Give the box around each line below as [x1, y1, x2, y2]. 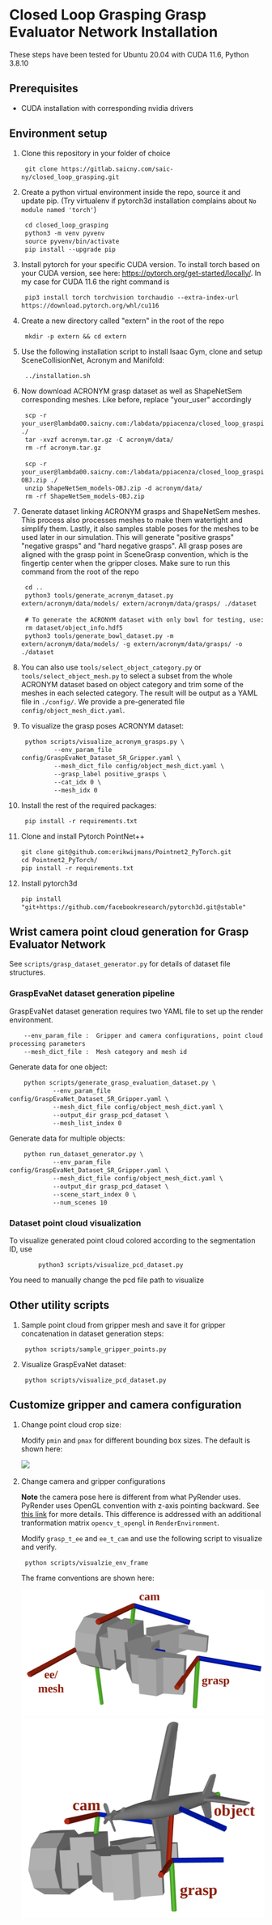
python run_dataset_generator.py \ [23, 1149, 144, 1158]
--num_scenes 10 [52, 1198, 108, 1207]
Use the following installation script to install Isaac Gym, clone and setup [20, 346, 263, 356]
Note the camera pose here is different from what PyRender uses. [20, 1492, 241, 1502]
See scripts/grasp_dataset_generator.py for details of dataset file [9, 959, 231, 969]
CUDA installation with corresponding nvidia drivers [20, 103, 193, 113]
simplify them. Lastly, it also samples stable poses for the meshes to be [20, 524, 259, 533]
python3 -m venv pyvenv [24, 229, 105, 237]
